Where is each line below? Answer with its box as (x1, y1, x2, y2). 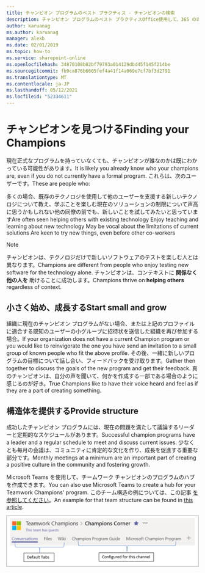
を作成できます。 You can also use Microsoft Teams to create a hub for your (6, 481, 196, 488)
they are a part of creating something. (6, 387, 102, 394)
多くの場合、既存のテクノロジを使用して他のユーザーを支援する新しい (6, 192, 182, 200)
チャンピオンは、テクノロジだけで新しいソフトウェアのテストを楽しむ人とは (6, 254, 199, 261)
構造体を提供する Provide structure (6, 406, 138, 417)
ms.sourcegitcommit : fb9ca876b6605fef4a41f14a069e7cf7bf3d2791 (6, 68, 171, 74)
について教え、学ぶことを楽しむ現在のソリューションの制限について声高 (16, 200, 198, 208)
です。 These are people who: (16, 180, 90, 187)
